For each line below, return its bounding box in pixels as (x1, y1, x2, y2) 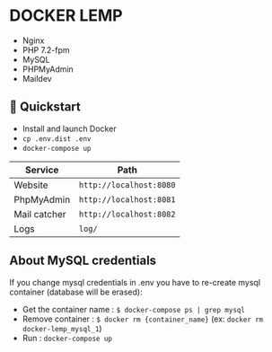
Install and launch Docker (22, 123, 117, 134)
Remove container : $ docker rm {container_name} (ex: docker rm (22, 313, 264, 324)
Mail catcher (13, 207, 66, 220)
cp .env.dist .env (22, 134, 92, 144)
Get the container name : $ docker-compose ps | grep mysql (22, 304, 245, 314)
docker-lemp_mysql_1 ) (22, 322, 102, 333)
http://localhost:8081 (79, 194, 176, 205)
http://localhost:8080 (79, 180, 176, 189)
